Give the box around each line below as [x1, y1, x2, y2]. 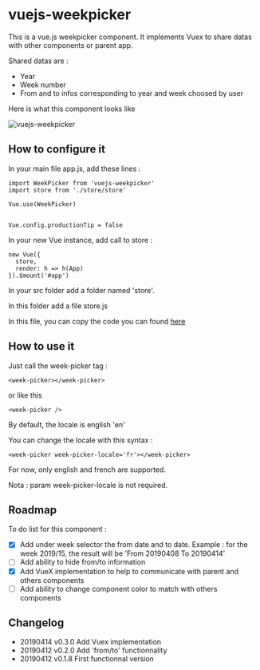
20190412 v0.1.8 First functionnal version [19, 654, 154, 664]
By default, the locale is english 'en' [8, 419, 125, 429]
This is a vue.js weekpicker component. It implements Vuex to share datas [8, 32, 253, 42]
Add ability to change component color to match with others [19, 584, 218, 593]
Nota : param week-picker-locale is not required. [8, 480, 168, 490]
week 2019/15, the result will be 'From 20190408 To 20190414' [19, 549, 226, 558]
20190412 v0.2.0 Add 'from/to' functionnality [19, 645, 167, 656]
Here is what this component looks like [8, 104, 136, 113]
